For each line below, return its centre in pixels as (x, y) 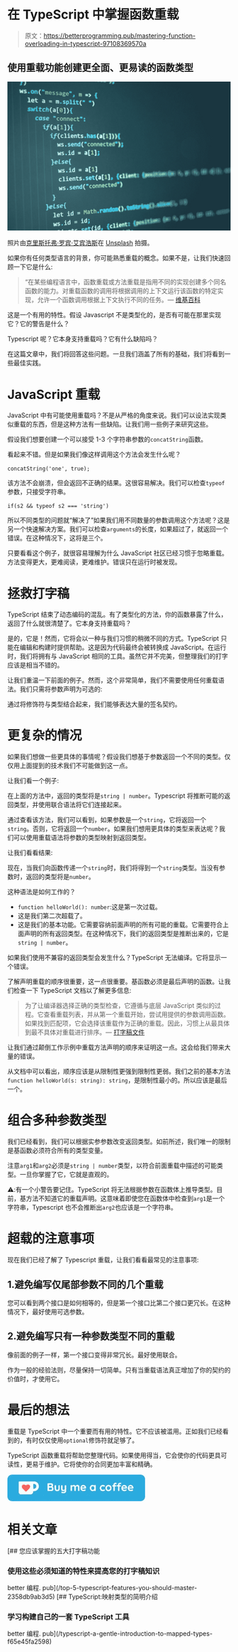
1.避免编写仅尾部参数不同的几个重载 (86, 1284)
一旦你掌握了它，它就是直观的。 (66, 1175)
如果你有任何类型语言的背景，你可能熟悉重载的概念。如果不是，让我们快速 (116, 258)
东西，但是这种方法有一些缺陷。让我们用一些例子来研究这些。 (122, 425)
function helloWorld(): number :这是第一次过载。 (89, 907)
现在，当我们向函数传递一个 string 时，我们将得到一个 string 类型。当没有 (113, 868)
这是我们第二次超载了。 (52, 916)
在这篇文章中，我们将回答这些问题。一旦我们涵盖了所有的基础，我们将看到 (116, 354)
